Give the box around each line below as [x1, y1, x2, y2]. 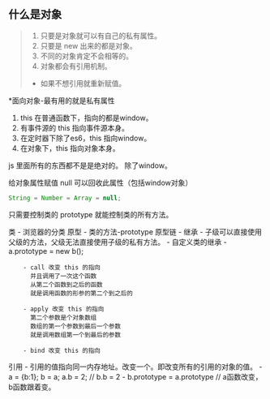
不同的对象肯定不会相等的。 [40, 51, 134, 61]
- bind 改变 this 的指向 [23, 346, 101, 354]
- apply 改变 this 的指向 [23, 305, 105, 313]
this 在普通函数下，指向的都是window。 [19, 113, 153, 122]
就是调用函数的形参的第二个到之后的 [29, 289, 134, 298]
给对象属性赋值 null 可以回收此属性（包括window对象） [8, 178, 193, 187]
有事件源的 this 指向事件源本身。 [19, 122, 130, 132]
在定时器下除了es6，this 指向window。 [19, 133, 152, 143]
